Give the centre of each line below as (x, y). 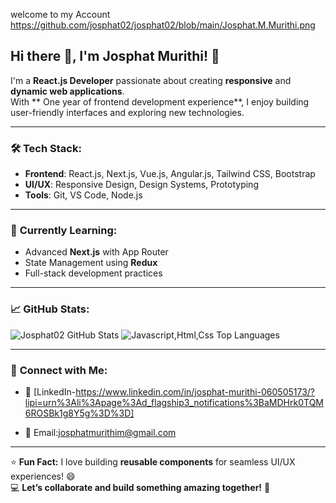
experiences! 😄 (43, 476)
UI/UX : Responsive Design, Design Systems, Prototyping (141, 185)
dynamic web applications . (67, 91)
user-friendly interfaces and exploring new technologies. (127, 112)
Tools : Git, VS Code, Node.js (83, 195)
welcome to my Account (60, 14)
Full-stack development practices (93, 273)
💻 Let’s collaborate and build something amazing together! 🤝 (140, 487)
